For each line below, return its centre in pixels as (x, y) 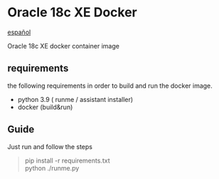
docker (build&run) (45, 107)
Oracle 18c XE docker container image (63, 46)
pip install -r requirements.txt (67, 160)
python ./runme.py (52, 168)
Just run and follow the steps (50, 146)
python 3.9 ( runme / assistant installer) (75, 99)
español (19, 32)
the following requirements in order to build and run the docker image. (110, 86)
